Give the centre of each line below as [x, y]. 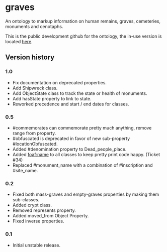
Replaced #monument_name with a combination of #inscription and [82, 165]
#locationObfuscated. [35, 144]
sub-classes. [26, 200]
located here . [19, 41]
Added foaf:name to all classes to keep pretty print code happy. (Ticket [86, 154]
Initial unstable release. [36, 245]
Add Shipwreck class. [35, 88]
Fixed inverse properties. [38, 221]
